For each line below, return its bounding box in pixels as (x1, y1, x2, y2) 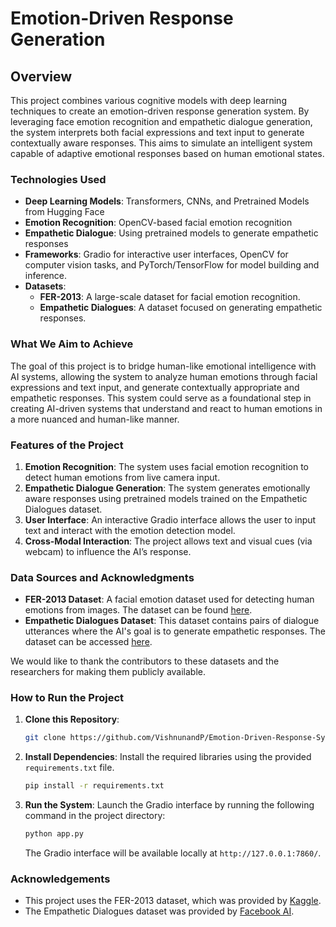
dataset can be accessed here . (24, 636, 153, 648)
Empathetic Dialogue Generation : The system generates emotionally (24, 482, 311, 494)
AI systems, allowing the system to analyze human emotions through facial (10, 370, 318, 382)
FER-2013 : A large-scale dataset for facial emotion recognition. (39, 291, 301, 303)
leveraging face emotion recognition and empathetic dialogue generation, (10, 116, 313, 127)
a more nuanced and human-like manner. (10, 413, 180, 425)
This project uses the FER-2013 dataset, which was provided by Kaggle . (24, 895, 322, 907)
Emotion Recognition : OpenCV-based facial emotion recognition (24, 217, 293, 229)
